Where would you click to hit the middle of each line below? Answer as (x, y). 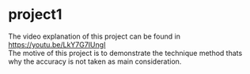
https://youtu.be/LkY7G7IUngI (57, 44)
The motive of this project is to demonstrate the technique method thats (125, 53)
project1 (35, 15)
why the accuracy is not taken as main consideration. (95, 61)
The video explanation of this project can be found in (94, 36)
